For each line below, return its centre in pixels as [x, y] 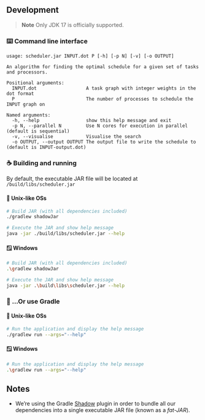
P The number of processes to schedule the [102, 99]
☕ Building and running [41, 163]
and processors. [27, 72]
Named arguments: [29, 115]
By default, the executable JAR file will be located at [72, 179]
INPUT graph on [26, 105]
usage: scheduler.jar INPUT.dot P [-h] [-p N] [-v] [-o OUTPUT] [90, 56]
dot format [20, 94]
